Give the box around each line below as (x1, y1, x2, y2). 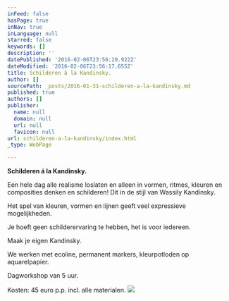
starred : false (7, 37, 52, 44)
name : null (13, 109, 46, 116)
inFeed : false (7, 10, 49, 18)
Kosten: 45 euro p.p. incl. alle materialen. (7, 286, 126, 295)
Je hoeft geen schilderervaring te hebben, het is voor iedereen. (7, 223, 192, 231)
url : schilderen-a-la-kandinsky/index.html (7, 135, 137, 142)
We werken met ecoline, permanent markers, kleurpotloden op (7, 250, 190, 259)
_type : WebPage (7, 142, 52, 149)
